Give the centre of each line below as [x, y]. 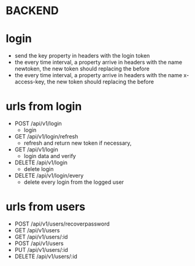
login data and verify [50, 156]
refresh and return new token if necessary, [78, 143]
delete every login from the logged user [74, 182]
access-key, [30, 82]
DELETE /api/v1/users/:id [46, 256]
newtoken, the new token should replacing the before [82, 69]
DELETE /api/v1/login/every [49, 176]
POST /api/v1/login [38, 124]
